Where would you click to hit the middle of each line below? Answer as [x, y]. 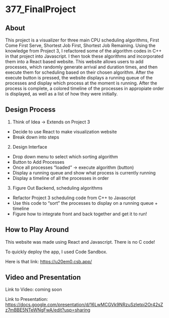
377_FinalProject [41, 9]
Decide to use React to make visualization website [65, 131]
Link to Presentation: [27, 299]
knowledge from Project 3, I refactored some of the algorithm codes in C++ [83, 51]
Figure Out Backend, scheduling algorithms [58, 188]
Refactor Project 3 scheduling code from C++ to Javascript [74, 198]
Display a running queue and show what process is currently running [84, 172]
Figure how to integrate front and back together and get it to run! [80, 214]
